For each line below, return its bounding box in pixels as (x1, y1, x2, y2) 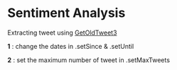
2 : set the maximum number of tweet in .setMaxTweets (7, 55, 171, 64)
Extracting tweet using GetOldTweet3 (7, 28, 117, 37)
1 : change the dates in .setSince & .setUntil (7, 42, 134, 50)
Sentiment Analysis (7, 5, 126, 21)
